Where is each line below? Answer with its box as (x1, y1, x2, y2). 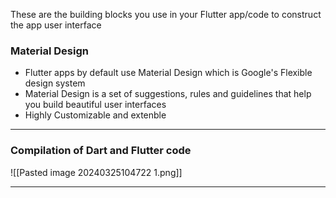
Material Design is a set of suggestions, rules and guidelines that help (24, 88, 312, 100)
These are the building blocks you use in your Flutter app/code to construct (10, 9, 322, 20)
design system (24, 77, 86, 89)
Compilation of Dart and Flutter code (10, 144, 192, 158)
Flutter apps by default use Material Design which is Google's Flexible (24, 67, 313, 79)
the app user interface (10, 19, 102, 31)
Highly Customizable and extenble (24, 109, 167, 121)
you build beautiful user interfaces (24, 99, 167, 111)
